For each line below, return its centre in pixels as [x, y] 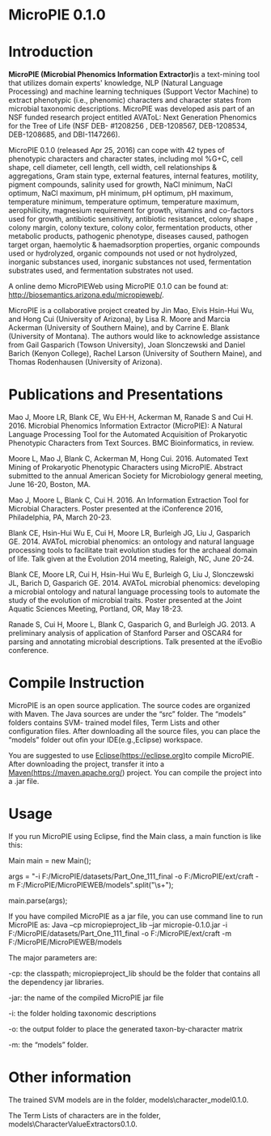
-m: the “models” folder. [49, 1045]
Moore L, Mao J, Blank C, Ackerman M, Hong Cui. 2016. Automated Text [128, 459]
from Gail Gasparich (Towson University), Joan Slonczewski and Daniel [127, 345]
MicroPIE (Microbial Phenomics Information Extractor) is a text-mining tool [134, 74]
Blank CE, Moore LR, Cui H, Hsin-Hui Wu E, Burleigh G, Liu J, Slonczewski [131, 574]
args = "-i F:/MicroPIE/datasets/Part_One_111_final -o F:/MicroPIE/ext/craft [131, 876]
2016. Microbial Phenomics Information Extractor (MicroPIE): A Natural [125, 426]
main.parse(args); [38, 901]
